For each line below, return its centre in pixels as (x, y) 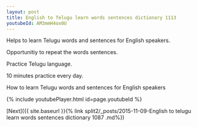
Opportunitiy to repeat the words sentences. (62, 52)
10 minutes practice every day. (45, 76)
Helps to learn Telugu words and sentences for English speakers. (88, 41)
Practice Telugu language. (39, 64)
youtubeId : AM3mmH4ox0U (37, 23)
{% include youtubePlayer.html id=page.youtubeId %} (74, 99)
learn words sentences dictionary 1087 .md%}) (65, 118)
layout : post (23, 12)
